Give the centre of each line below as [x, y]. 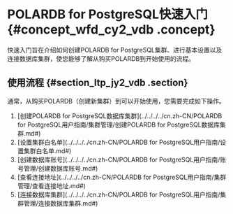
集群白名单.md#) [47, 150]
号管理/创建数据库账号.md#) [58, 168]
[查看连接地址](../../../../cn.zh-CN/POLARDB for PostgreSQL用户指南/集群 [122, 177]
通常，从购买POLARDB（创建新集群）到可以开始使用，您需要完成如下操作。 [116, 101]
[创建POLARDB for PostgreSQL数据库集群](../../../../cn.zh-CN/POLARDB [120, 115]
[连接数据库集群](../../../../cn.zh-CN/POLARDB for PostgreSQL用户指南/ [119, 194]
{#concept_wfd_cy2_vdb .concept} [111, 30]
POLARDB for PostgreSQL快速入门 [107, 14]
